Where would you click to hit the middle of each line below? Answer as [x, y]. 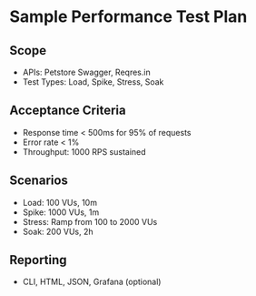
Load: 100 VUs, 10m [60, 202]
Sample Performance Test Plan [128, 17]
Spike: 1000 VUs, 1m [61, 212]
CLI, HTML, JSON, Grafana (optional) [92, 282]
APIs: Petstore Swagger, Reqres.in [87, 72]
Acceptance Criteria [68, 111]
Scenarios [39, 181]
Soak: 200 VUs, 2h [58, 231]
